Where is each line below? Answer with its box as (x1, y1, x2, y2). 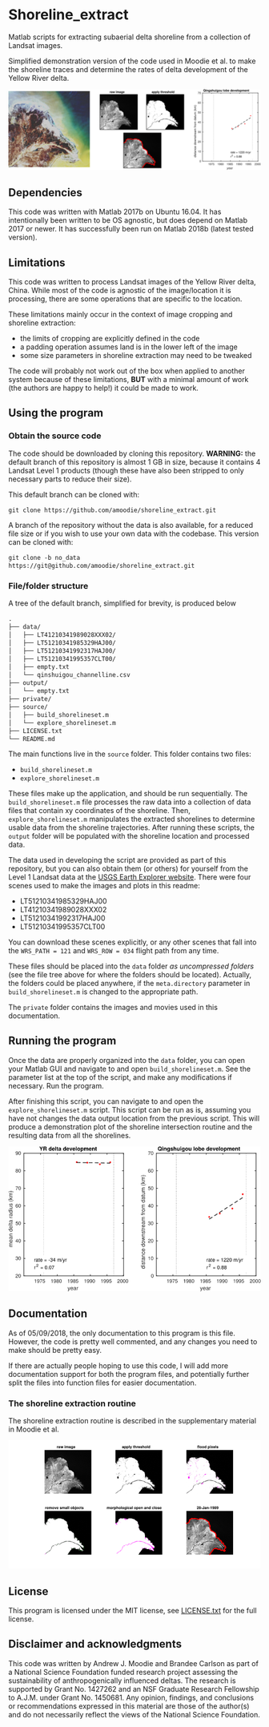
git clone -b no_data (8, 554, 81, 562)
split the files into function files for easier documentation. (8, 1378, 197, 1387)
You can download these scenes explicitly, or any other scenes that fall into (8, 937, 257, 947)
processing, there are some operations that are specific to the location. (8, 294, 243, 304)
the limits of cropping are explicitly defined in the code (19, 334, 200, 343)
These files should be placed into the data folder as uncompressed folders (8, 961, 255, 971)
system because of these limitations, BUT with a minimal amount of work (8, 375, 249, 384)
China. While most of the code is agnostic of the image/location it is (8, 286, 232, 295)
